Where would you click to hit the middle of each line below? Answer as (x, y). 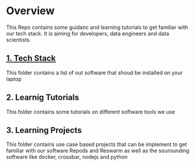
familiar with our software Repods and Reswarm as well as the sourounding (98, 151)
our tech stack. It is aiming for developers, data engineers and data (88, 33)
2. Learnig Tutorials (43, 98)
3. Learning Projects (44, 130)
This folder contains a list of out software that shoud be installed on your (95, 73)
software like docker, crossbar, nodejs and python (67, 157)
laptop (14, 79)
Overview (30, 11)
